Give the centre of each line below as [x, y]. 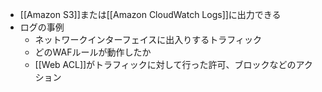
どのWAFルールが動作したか [93, 52]
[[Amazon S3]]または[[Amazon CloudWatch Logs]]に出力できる [150, 14]
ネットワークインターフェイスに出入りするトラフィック [148, 39]
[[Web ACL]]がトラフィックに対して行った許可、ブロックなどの [165, 64]
